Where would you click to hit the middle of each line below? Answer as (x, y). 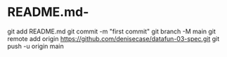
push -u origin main (36, 46)
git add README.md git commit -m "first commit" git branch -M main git (112, 31)
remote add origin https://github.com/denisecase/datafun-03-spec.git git (113, 38)
